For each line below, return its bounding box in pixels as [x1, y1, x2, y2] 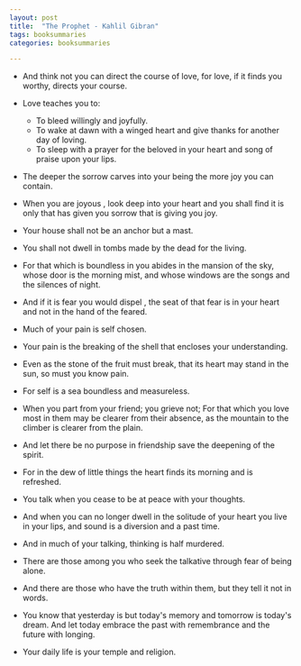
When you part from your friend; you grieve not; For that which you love [22, 403, 290, 415]
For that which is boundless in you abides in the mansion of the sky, [22, 260, 275, 271]
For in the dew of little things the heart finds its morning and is [22, 467, 254, 478]
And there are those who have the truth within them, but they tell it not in [22, 583, 292, 594]
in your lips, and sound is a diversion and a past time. [22, 521, 221, 532]
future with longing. [22, 629, 96, 640]
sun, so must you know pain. [22, 369, 129, 379]
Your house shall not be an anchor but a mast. [22, 225, 194, 236]
